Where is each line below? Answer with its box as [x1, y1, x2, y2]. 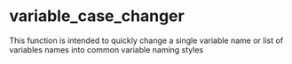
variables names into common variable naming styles [9, 44, 204, 54]
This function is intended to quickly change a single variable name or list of [9, 35, 284, 46]
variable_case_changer [9, 6, 185, 26]
